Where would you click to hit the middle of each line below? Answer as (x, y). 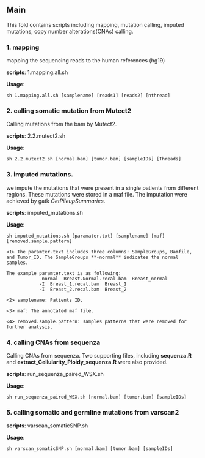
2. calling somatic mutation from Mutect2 (69, 111)
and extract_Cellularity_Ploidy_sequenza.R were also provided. (87, 362)
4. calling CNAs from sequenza (53, 342)
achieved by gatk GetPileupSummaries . (56, 201)
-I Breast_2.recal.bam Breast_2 (83, 289)
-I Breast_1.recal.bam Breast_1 (83, 284)
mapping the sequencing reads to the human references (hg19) (86, 61)
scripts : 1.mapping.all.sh (37, 72)
